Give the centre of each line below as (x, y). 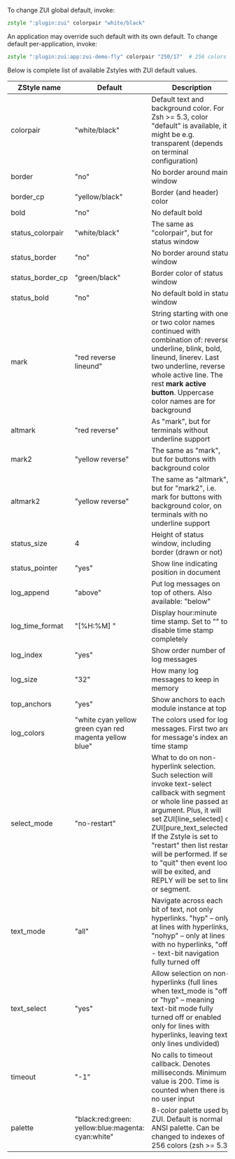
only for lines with (180, 1026)
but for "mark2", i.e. (184, 488)
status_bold (30, 298)
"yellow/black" (99, 197)
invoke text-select (181, 783)
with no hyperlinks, (183, 944)
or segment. (171, 889)
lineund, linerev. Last (185, 357)
